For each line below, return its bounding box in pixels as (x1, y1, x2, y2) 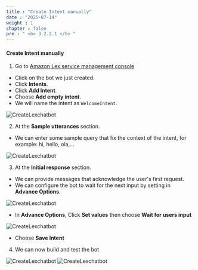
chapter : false (6, 25, 47, 32)
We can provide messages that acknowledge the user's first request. (14, 176, 184, 183)
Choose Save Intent (14, 234, 64, 242)
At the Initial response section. (14, 164, 91, 171)
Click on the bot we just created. (14, 74, 95, 81)
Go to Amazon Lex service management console (14, 63, 135, 70)
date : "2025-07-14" (6, 14, 58, 20)
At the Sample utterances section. (14, 123, 100, 130)
